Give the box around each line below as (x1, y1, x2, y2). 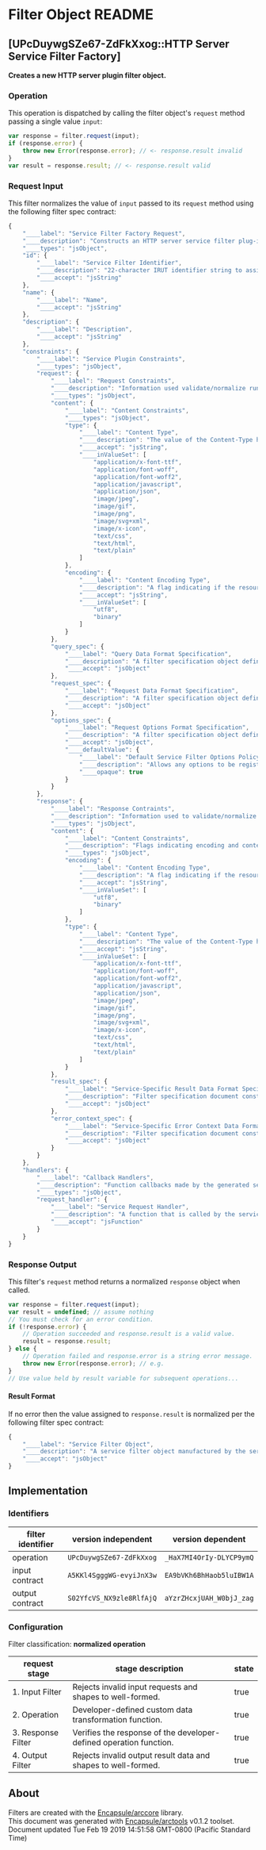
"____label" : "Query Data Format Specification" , (64, 650, 232, 658)
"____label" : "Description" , (36, 325, 133, 334)
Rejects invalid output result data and (72, 1750, 211, 1761)
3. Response (12, 1727, 59, 1738)
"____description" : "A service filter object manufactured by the (22, 1448, 246, 1456)
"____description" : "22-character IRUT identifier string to (36, 267, 243, 274)
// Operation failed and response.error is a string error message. (22, 1353, 253, 1361)
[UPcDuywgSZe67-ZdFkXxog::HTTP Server (8, 37, 230, 51)
